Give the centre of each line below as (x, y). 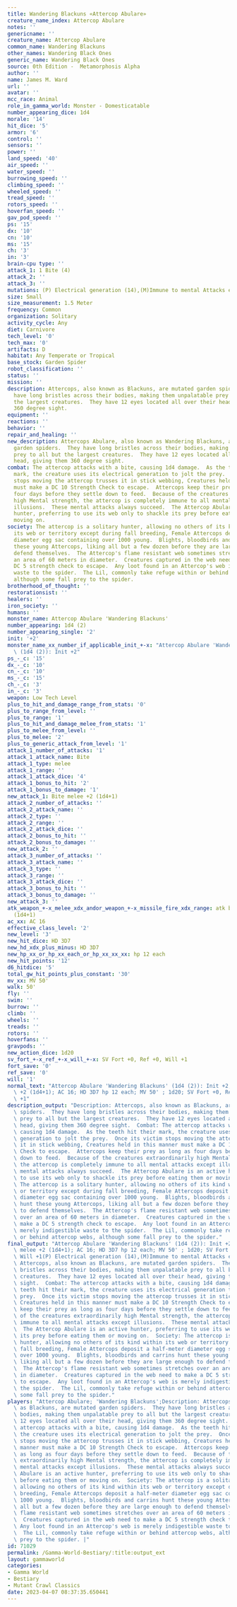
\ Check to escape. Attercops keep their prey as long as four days (118, 1151)
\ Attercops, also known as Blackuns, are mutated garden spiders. (115, 1263)
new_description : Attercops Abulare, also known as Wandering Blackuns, (116, 441)
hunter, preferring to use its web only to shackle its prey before (116, 514)
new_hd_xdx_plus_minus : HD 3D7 (53, 948)
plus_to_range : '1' (36, 718)
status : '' (23, 376)
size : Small (25, 297)
